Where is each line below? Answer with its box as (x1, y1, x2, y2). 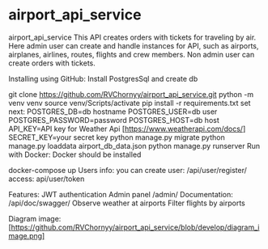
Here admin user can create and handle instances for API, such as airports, (8, 40, 259, 50)
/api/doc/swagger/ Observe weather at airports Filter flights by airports (8, 198, 245, 208)
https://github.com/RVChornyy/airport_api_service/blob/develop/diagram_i (11, 222, 260, 232)
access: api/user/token (8, 174, 85, 184)
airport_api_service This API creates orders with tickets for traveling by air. (8, 32, 257, 42)
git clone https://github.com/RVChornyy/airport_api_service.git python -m (8, 89, 253, 99)
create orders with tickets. (8, 58, 96, 68)
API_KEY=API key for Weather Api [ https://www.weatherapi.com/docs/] (8, 124, 246, 133)
